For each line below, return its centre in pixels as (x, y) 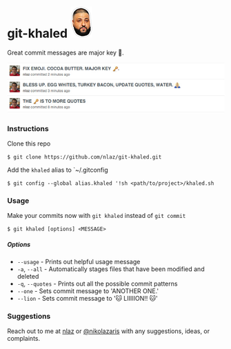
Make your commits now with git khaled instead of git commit (97, 216)
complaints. (24, 339)
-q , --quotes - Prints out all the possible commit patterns (97, 284)
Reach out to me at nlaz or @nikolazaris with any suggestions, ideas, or (109, 331)
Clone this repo (29, 143)
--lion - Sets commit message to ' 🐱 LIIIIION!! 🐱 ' (87, 299)
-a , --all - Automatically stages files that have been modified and (111, 269)
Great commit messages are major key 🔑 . (66, 52)
